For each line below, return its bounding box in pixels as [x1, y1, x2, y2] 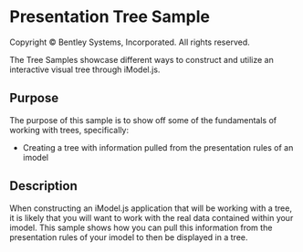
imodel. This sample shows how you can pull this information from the [9, 222, 273, 233]
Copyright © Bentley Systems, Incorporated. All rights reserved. [9, 37, 251, 47]
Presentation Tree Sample [9, 6, 210, 27]
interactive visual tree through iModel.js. [9, 64, 161, 75]
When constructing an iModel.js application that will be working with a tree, [9, 203, 292, 214]
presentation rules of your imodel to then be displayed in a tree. [9, 231, 248, 243]
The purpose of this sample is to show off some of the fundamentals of [9, 114, 277, 125]
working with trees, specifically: [9, 124, 130, 135]
